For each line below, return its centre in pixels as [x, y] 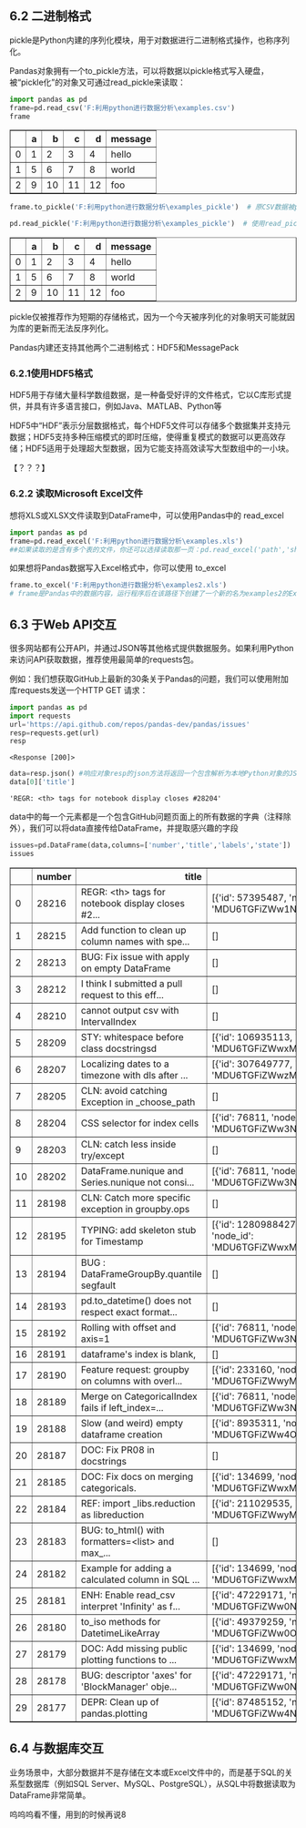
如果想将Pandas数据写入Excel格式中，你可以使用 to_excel [118, 568]
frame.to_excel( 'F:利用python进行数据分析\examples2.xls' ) [118, 586]
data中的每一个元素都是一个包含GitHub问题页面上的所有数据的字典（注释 [147, 817]
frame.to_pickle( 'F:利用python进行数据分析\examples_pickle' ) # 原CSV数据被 [152, 208]
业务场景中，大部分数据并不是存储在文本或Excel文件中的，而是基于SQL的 [147, 1772]
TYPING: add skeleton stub [138, 1230]
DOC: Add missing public [134, 1649]
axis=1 [96, 1339]
